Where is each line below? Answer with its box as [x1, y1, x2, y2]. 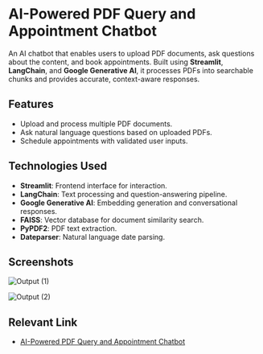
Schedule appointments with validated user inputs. [19, 136, 188, 146]
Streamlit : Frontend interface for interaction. [19, 180, 167, 190]
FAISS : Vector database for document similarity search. [19, 215, 204, 224]
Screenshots [8, 255, 74, 269]
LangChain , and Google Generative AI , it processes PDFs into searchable [8, 65, 253, 75]
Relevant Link [8, 315, 78, 329]
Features [8, 97, 54, 111]
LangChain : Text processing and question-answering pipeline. [19, 189, 228, 199]
